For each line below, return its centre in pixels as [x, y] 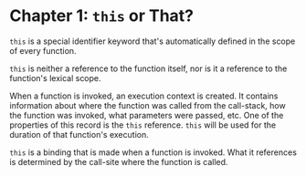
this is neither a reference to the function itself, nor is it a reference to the [148, 68]
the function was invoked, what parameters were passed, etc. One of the [147, 115]
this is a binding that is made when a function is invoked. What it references [153, 152]
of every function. [43, 50]
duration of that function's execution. [79, 134]
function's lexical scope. [56, 78]
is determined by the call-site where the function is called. [119, 161]
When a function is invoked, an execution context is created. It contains [144, 96]
